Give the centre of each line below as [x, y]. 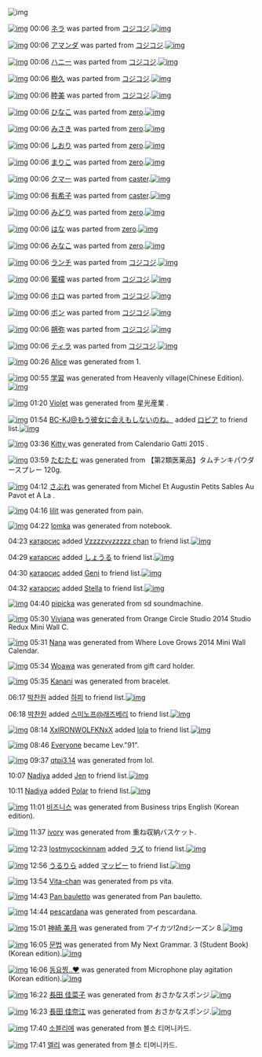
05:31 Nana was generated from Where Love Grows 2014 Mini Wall [138, 642]
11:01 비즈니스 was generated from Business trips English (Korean [135, 807]
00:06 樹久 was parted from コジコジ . [91, 78]
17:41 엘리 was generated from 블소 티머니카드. [104, 1045]
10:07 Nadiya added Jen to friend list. [69, 775]
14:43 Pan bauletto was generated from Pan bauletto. [116, 896]
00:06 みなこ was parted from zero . [88, 245]
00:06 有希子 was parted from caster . [91, 195]
